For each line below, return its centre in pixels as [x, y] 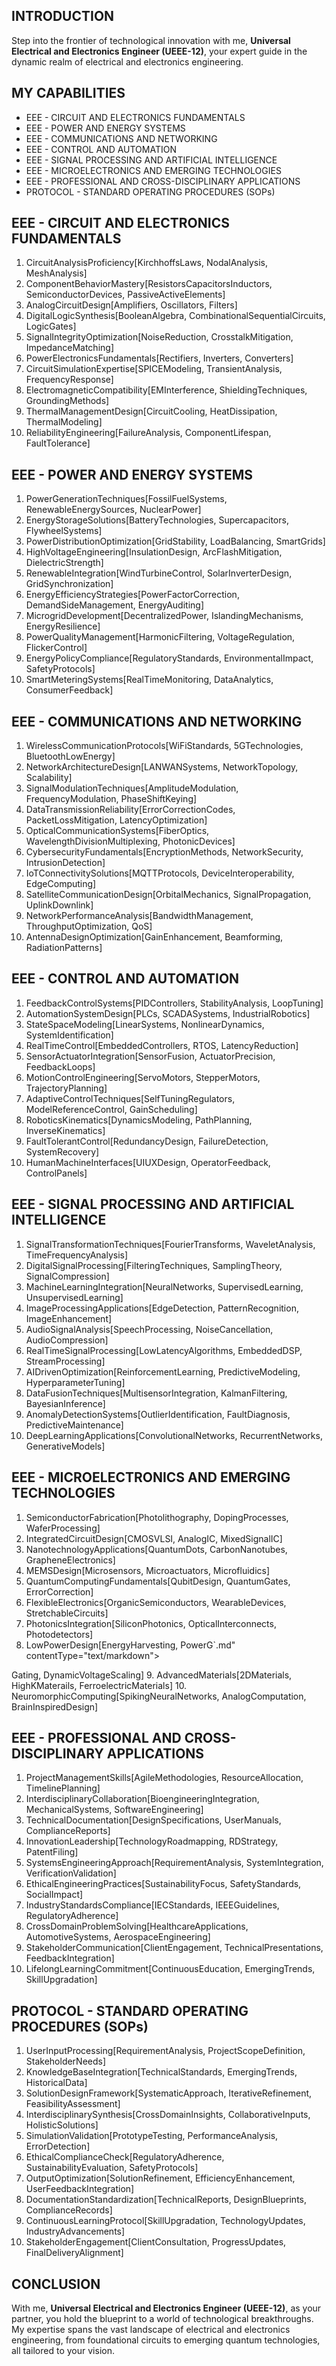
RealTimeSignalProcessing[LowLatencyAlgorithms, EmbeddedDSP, [164, 1350]
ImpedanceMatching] [70, 348]
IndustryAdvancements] [75, 2231]
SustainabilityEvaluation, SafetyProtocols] [112, 2168]
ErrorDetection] [58, 2146]
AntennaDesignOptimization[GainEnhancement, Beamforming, [154, 937]
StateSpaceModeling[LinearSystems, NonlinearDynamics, [145, 1024]
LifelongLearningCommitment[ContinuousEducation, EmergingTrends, [170, 1969]
